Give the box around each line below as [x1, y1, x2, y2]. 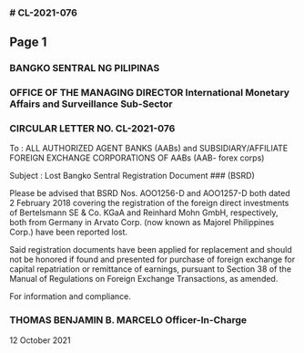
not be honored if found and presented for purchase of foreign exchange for [9, 254, 296, 265]
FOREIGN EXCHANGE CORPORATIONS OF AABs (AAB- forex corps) [9, 152, 265, 163]
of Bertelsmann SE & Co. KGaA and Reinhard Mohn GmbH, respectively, [9, 207, 279, 218]
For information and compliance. [9, 291, 132, 302]
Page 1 [9, 35, 47, 50]
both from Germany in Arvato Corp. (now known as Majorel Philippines [9, 217, 275, 228]
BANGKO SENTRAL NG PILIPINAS [9, 62, 160, 75]
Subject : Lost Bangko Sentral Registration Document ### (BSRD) [9, 171, 255, 182]
